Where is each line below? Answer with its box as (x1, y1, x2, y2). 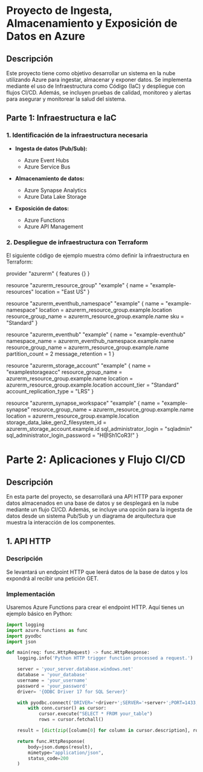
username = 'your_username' (17, 677, 88, 684)
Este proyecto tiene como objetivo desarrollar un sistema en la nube (6, 70, 176, 76)
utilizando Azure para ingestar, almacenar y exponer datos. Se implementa (6, 76, 192, 83)
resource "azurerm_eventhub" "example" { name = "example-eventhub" (6, 331, 186, 338)
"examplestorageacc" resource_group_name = (6, 368, 123, 376)
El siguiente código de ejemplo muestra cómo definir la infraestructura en (6, 251, 190, 259)
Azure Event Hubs (24, 156, 69, 164)
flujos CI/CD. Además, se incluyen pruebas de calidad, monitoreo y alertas (6, 89, 192, 96)
